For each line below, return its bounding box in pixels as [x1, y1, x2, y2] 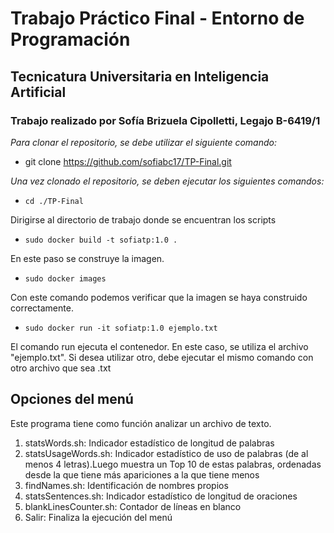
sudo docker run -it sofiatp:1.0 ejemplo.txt [24, 323, 218, 333]
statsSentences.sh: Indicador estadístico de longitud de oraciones [24, 490, 298, 502]
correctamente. [10, 302, 74, 314]
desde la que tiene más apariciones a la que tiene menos [24, 468, 260, 481]
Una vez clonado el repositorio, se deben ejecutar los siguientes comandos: [10, 175, 325, 187]
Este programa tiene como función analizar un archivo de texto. [10, 417, 272, 429]
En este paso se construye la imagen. [10, 252, 165, 264]
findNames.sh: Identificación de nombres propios [24, 479, 229, 491]
